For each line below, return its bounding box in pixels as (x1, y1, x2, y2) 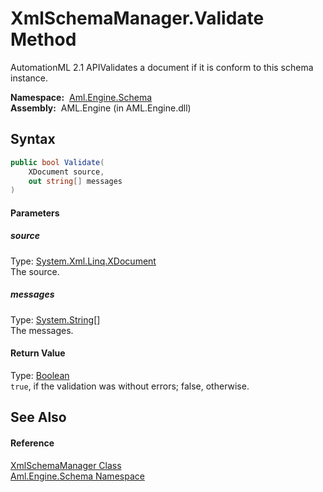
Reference (10, 437, 55, 449)
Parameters (10, 207, 60, 219)
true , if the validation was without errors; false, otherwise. (10, 380, 250, 392)
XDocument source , (28, 167, 105, 177)
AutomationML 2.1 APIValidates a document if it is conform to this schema (10, 61, 314, 73)
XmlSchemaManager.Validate (10, 7, 265, 30)
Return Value (10, 347, 66, 359)
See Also (10, 409, 67, 426)
